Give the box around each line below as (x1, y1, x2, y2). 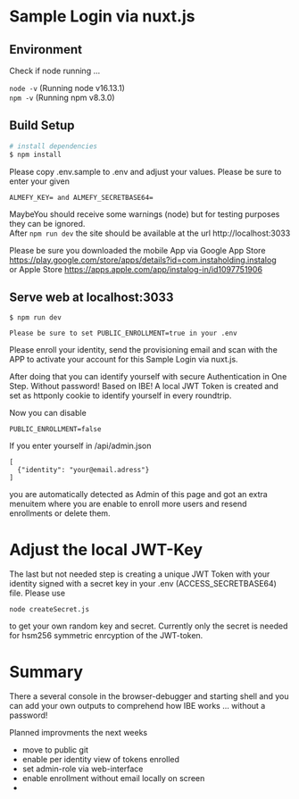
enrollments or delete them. (9, 508, 111, 519)
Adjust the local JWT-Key (9, 539, 203, 560)
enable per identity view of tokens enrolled (21, 754, 180, 765)
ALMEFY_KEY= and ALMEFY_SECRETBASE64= (9, 193, 154, 202)
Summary (9, 662, 83, 682)
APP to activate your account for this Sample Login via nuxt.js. (9, 354, 238, 365)
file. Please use (9, 587, 65, 599)
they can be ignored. (9, 218, 86, 229)
